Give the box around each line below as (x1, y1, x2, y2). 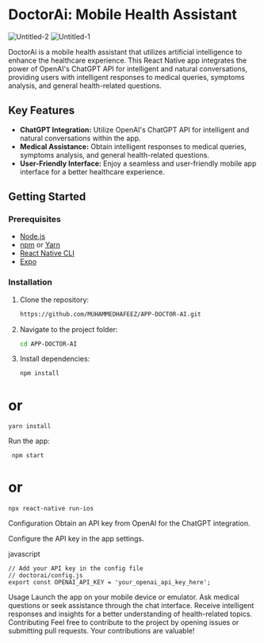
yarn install (8, 423, 52, 431)
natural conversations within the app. (19, 133, 141, 143)
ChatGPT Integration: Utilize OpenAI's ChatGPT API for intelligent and (19, 124, 250, 134)
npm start (11, 452, 44, 460)
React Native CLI (19, 248, 75, 258)
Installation (8, 277, 53, 288)
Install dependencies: (19, 354, 90, 364)
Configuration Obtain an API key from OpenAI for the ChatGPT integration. (8, 519, 251, 528)
